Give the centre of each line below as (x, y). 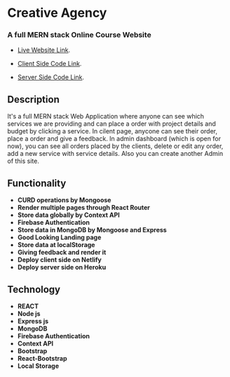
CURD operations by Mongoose (64, 200)
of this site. (23, 161)
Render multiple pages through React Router (84, 208)
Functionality (37, 183)
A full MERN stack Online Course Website (80, 35)
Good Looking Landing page (59, 237)
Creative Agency (57, 13)
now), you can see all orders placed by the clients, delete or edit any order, (115, 146)
